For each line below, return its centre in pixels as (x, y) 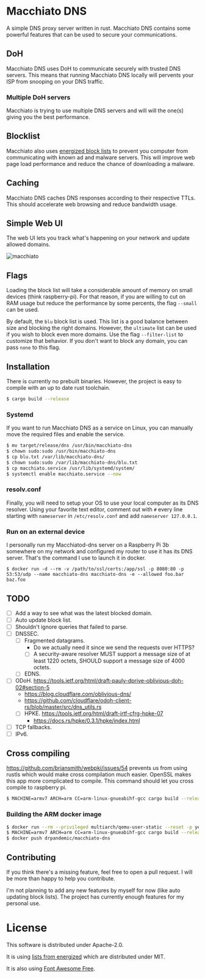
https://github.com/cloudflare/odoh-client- (78, 700)
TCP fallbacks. (33, 727)
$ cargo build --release (38, 399)
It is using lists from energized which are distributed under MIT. (86, 957)
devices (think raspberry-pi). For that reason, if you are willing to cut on (96, 297)
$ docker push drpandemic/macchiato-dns (59, 838)
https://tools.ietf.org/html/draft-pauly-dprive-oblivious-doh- (109, 681)
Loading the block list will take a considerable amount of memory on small (99, 290)
